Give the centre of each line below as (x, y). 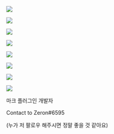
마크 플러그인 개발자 (30, 101)
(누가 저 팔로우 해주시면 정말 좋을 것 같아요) (57, 125)
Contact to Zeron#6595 (36, 113)
